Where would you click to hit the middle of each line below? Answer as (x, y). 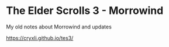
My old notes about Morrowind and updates (59, 27)
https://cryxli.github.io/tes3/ (40, 38)
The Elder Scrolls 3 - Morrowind (85, 11)
